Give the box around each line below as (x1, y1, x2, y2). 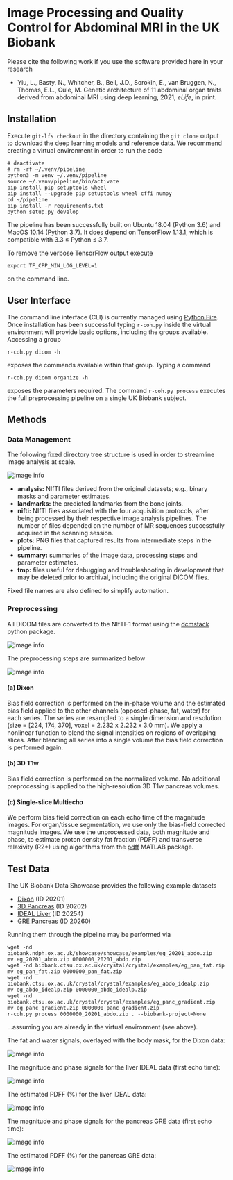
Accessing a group (7, 335, 61, 343)
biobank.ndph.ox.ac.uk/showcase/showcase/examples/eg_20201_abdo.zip (7, 949, 213, 956)
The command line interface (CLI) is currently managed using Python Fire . (7, 313, 219, 321)
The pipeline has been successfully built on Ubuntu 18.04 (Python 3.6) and (7, 220, 221, 228)
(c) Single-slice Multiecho (7, 797, 83, 806)
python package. (7, 627, 55, 635)
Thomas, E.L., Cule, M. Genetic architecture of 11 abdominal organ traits (17, 85, 222, 94)
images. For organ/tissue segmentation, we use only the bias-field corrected (7, 821, 226, 829)
